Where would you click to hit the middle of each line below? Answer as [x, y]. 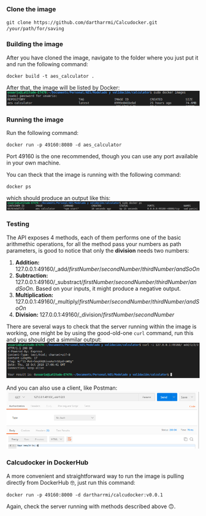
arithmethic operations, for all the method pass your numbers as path [94, 244]
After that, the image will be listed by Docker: [63, 87]
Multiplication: [34, 295]
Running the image [35, 120]
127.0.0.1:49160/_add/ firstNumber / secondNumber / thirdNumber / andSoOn [107, 269]
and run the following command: [47, 64]
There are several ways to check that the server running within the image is [101, 326]
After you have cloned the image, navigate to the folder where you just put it [102, 58]
